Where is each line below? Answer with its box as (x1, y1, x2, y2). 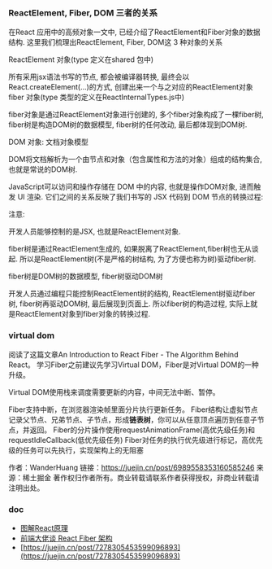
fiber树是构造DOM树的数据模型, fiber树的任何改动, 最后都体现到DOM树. (8, 120, 248, 129)
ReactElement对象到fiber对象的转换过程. (15, 309, 151, 319)
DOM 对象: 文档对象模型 (8, 137, 89, 147)
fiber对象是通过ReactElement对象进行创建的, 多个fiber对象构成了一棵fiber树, (8, 110, 264, 120)
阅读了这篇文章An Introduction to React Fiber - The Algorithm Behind (8, 349, 239, 359)
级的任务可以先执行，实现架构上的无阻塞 (8, 445, 144, 455)
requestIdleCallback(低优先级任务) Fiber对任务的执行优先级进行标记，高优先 (8, 435, 263, 444)
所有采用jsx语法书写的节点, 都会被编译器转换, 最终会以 (8, 72, 190, 82)
